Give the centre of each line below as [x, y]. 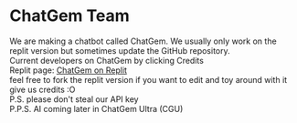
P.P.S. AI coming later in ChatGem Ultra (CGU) [96, 108]
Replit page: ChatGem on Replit [69, 70]
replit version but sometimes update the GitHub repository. [120, 50]
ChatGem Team [69, 16]
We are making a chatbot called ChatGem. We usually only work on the [143, 41]
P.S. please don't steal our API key [74, 99]
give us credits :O [42, 89]
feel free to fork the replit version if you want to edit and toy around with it [148, 79]
